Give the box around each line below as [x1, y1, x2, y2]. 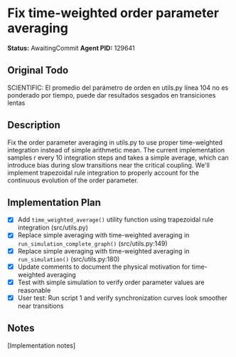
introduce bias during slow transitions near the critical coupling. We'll [7, 160, 210, 169]
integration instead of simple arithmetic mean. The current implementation [7, 145, 225, 154]
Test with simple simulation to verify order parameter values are [17, 278, 205, 286]
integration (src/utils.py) [17, 223, 89, 232]
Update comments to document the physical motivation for [17, 262, 191, 271]
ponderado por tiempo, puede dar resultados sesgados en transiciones [7, 90, 216, 99]
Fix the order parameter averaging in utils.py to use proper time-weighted [7, 138, 222, 147]
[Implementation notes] [7, 341, 76, 350]
